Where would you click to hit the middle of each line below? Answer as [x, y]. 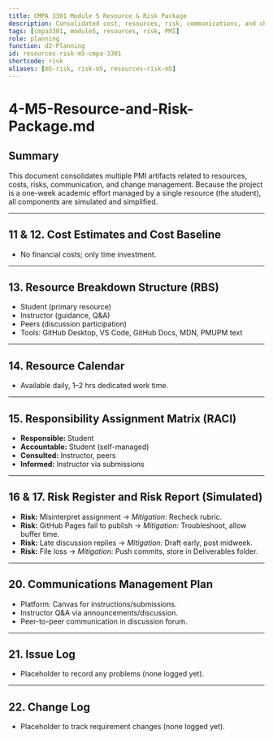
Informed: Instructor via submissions [82, 464]
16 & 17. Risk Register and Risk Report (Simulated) [136, 497]
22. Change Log [50, 707]
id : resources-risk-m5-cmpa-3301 [65, 54]
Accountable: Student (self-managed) [84, 447]
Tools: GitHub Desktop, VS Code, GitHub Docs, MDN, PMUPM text [131, 333]
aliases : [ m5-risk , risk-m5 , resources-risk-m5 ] [92, 69]
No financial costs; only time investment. [88, 254]
